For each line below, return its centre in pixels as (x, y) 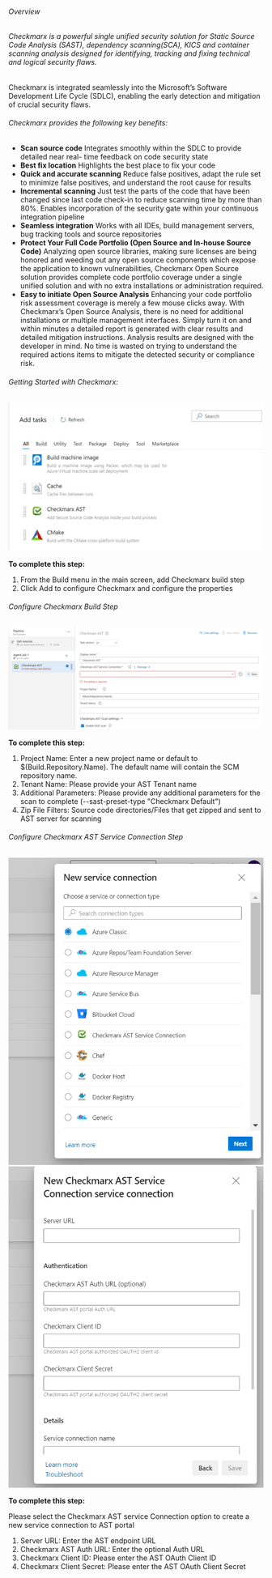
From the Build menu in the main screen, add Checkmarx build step (132, 580)
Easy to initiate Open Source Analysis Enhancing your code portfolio (136, 295)
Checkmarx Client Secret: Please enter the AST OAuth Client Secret (133, 1566)
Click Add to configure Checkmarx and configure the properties (126, 588)
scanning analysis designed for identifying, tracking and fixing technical (129, 53)
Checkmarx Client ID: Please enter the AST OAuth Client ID (118, 1558)
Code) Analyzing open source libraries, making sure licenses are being (138, 252)
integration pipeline (52, 217)
